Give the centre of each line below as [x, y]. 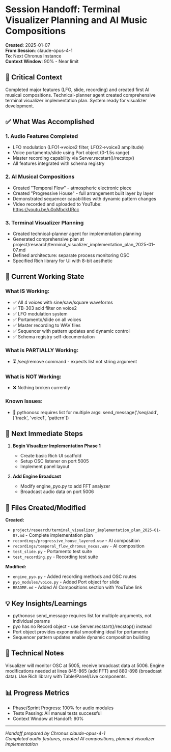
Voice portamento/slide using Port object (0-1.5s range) [71, 153]
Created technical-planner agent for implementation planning [77, 234]
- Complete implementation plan [59, 535]
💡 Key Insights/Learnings [46, 603]
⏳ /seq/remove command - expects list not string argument [75, 362]
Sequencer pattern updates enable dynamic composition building [81, 638]
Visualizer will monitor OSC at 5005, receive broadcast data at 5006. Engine [85, 666]
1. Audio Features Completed [42, 136]
